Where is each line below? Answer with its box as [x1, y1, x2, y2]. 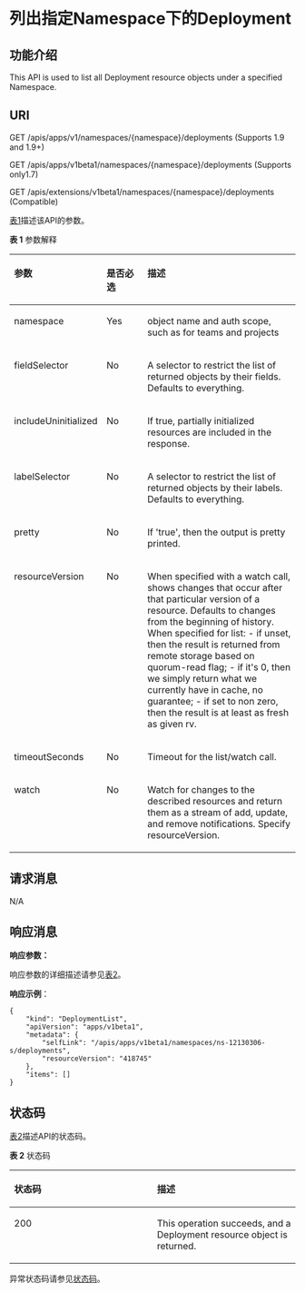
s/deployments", [9, 1046, 71, 1056]
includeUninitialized [14, 414, 98, 427]
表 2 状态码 [9, 1150, 52, 1161]
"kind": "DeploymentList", [25, 1014, 128, 1024]
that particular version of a [147, 592, 261, 605]
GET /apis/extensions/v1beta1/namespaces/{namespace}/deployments [9, 186, 275, 197]
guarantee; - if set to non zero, [147, 695, 279, 707]
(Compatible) [9, 196, 59, 207]
